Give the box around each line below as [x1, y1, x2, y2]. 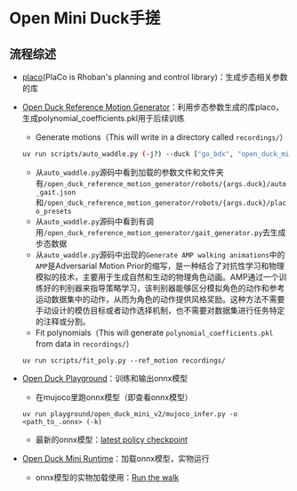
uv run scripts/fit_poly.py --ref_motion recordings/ [21, 356, 226, 365]
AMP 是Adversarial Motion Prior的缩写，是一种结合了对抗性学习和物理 [35, 260, 285, 271]
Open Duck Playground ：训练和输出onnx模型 [21, 372, 189, 383]
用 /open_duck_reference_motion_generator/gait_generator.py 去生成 [35, 226, 286, 237]
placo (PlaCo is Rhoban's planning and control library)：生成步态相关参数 [21, 72, 288, 82]
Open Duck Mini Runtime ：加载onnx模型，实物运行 [21, 453, 210, 463]
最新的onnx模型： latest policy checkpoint [35, 434, 189, 445]
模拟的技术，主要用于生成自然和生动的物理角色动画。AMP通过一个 [35, 271, 279, 282]
